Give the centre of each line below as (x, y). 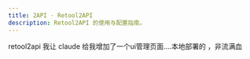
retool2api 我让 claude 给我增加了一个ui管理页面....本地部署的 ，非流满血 (125, 46)
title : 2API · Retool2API (50, 15)
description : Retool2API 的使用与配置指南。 (77, 23)
